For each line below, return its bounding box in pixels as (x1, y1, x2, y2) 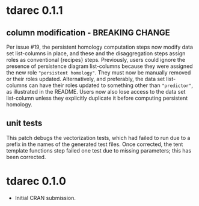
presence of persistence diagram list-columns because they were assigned (6, 62, 194, 70)
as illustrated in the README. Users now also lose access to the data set (6, 88, 186, 95)
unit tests (6, 118, 43, 129)
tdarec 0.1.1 (6, 4, 63, 17)
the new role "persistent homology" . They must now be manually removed (6, 69, 191, 76)
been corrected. (6, 153, 46, 160)
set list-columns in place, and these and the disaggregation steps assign (6, 50, 186, 57)
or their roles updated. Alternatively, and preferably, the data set (6, 76, 165, 82)
